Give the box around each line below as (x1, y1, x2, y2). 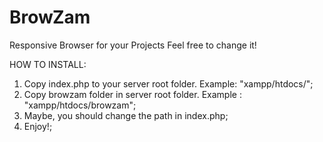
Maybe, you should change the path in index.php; (23, 109, 229, 121)
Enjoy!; (23, 120, 53, 132)
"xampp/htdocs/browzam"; (23, 99, 137, 111)
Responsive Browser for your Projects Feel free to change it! (9, 39, 257, 51)
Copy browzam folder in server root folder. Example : (23, 88, 242, 100)
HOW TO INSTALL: (9, 58, 87, 70)
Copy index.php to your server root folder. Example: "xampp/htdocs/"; (23, 77, 314, 90)
